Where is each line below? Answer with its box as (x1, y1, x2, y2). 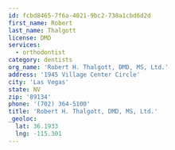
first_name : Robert (8, 19, 73, 27)
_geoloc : (8, 115, 37, 123)
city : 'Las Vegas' (8, 78, 69, 86)
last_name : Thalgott (8, 26, 77, 34)
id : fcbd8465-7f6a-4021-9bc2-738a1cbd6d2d (8, 11, 151, 20)
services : (8, 41, 41, 49)
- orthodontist (15, 48, 66, 56)
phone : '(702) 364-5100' (8, 100, 91, 108)
